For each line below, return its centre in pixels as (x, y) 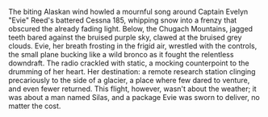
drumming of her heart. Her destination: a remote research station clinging (132, 71)
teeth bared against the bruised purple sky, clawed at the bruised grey (125, 37)
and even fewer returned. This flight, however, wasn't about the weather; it (132, 89)
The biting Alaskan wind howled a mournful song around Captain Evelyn (128, 12)
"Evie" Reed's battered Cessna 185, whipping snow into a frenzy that (123, 20)
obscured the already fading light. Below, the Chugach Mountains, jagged (130, 29)
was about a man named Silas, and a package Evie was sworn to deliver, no (134, 97)
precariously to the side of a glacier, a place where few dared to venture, (129, 80)
